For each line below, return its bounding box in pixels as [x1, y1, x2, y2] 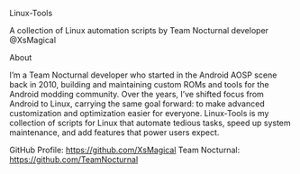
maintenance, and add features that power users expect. [9, 127, 220, 138]
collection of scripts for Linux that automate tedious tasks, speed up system [9, 117, 291, 128]
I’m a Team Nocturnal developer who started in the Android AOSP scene [9, 69, 277, 80]
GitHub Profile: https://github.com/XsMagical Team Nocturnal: [9, 144, 241, 155]
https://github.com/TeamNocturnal [9, 154, 139, 165]
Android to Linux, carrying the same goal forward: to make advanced [9, 98, 265, 109]
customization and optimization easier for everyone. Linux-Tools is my [9, 108, 269, 118]
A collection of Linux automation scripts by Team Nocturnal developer [9, 25, 268, 35]
